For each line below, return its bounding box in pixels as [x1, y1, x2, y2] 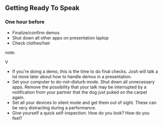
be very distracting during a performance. [12, 104, 96, 110]
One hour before [5, 19, 45, 25]
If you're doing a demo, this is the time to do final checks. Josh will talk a [12, 68, 158, 74]
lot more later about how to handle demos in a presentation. [12, 73, 132, 80]
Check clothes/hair [12, 40, 51, 46]
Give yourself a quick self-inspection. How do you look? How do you [12, 110, 150, 116]
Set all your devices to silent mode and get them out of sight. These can [12, 100, 157, 105]
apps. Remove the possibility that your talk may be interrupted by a [12, 84, 147, 90]
